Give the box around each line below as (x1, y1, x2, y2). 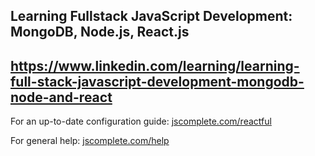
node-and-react (10, 89, 113, 106)
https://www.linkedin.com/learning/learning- (10, 57, 300, 74)
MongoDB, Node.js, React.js (10, 24, 190, 41)
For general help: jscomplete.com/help (10, 135, 170, 147)
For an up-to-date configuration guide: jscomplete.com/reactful (10, 115, 272, 128)
